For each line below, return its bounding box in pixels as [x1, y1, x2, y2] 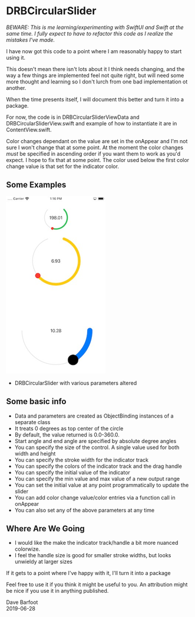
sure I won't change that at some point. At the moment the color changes [6, 144, 184, 151]
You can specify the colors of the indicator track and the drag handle [14, 463, 183, 470]
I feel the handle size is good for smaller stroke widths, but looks [14, 552, 171, 559]
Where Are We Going [6, 524, 85, 534]
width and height [14, 450, 56, 457]
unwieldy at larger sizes [14, 558, 72, 566]
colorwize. [14, 545, 40, 553]
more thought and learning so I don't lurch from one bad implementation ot [6, 78, 188, 85]
